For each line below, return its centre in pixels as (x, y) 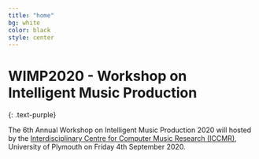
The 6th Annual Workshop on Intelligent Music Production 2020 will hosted (130, 130)
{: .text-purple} (32, 115)
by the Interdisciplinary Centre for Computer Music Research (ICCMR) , (123, 139)
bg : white (24, 23)
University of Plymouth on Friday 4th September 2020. (97, 147)
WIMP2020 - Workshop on (98, 76)
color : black (30, 30)
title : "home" (31, 15)
